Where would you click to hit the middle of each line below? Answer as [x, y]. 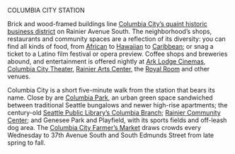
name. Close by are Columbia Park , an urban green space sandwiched [110, 97]
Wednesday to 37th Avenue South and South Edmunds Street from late [111, 135]
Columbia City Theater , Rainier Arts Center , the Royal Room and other [109, 69]
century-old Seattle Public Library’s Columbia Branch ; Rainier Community [114, 113]
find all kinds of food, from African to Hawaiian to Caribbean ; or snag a [110, 46]
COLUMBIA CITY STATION [46, 10]
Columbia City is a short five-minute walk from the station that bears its [111, 90]
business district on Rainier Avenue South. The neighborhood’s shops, [110, 31]
